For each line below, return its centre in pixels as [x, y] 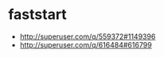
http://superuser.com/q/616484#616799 [86, 44]
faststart [38, 15]
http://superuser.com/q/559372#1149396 [88, 36]
